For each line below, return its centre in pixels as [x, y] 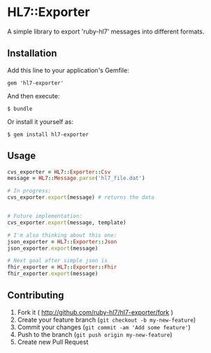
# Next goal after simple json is [58, 261]
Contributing [36, 295]
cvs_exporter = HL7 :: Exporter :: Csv [59, 172]
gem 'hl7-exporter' [36, 83]
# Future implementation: [45, 216]
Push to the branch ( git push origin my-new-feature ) [95, 334]
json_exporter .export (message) [53, 248]
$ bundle [20, 109]
